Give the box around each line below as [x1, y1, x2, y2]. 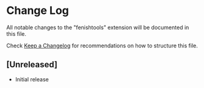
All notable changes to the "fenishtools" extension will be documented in [6, 24, 189, 31]
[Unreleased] [6, 59, 58, 70]
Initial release [15, 75, 49, 83]
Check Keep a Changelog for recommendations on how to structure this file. [6, 42, 199, 49]
